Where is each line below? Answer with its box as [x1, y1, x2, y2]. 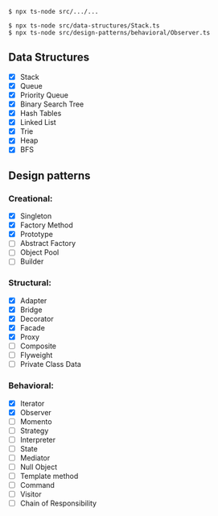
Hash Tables [19, 109, 62, 119]
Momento [19, 416, 52, 427]
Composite [19, 341, 57, 351]
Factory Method [19, 220, 74, 230]
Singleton [19, 211, 52, 221]
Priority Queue [19, 89, 68, 100]
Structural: [8, 277, 52, 289]
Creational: [8, 193, 53, 204]
